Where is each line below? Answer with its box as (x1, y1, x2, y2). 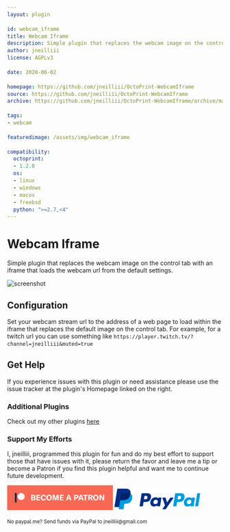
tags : (7, 112, 23, 119)
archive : (7, 98, 32, 105)
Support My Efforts (7, 435, 73, 444)
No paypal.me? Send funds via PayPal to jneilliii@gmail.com (7, 518, 147, 525)
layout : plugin (7, 11, 51, 18)
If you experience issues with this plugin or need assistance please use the (7, 377, 219, 385)
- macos (13, 192, 36, 199)
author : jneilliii (7, 47, 60, 54)
